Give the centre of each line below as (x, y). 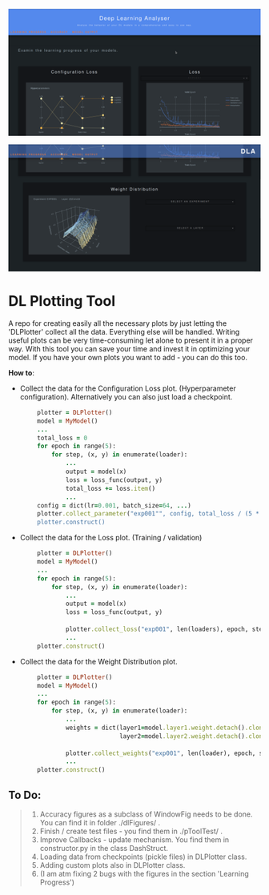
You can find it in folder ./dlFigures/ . (100, 822)
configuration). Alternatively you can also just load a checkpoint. (126, 396)
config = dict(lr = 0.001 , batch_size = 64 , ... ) (114, 505)
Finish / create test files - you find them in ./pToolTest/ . (131, 831)
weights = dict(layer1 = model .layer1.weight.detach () (155, 728)
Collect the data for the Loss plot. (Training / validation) (111, 538)
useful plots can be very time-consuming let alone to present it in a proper (131, 340)
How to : (21, 372)
